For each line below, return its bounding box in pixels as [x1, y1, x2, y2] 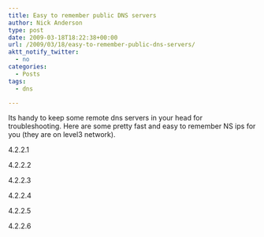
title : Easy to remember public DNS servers [8, 11, 157, 20]
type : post [8, 26, 44, 34]
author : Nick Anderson [8, 19, 83, 27]
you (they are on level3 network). [8, 130, 116, 139]
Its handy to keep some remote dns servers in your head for [8, 113, 203, 123]
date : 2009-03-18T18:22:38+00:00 [8, 33, 118, 42]
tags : [8, 77, 26, 85]
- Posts [15, 70, 41, 78]
